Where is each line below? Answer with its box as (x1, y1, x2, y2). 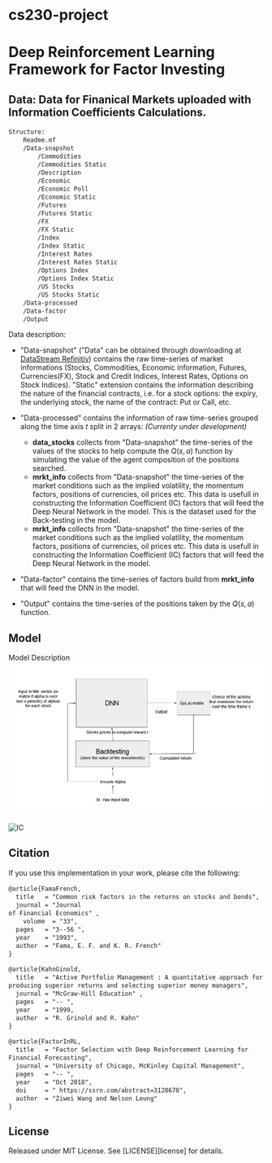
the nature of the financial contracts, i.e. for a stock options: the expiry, (19, 388, 258, 398)
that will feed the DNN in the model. (19, 583, 140, 593)
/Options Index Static (37, 274, 114, 283)
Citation (8, 846, 50, 860)
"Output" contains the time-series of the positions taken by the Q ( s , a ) (19, 599, 255, 608)
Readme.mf (23, 136, 57, 144)
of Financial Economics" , (8, 909, 100, 917)
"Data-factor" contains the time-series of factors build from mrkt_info (19, 574, 255, 584)
